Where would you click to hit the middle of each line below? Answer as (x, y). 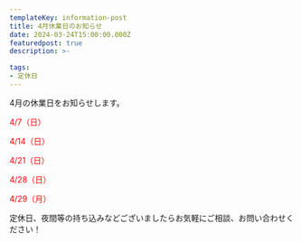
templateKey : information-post (68, 18)
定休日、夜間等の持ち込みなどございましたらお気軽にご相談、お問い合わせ (148, 218)
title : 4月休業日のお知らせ (56, 26)
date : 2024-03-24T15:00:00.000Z (70, 34)
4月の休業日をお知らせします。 (67, 102)
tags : (19, 68)
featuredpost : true (46, 43)
